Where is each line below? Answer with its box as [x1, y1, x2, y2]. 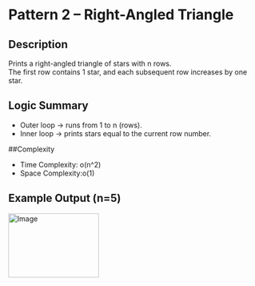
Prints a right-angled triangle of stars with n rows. [8, 58, 172, 68]
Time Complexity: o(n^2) [19, 159, 102, 169]
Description [8, 38, 68, 51]
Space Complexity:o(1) [19, 168, 95, 178]
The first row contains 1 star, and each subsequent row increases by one [8, 67, 248, 77]
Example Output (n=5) [8, 191, 122, 205]
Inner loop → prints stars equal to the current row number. [19, 128, 212, 138]
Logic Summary [8, 99, 89, 113]
